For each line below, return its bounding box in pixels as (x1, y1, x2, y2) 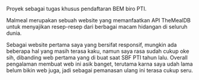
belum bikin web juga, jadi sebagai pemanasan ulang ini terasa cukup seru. (6, 67, 194, 74)
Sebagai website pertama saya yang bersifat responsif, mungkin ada (6, 42, 177, 48)
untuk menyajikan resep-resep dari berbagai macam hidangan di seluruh (6, 23, 188, 30)
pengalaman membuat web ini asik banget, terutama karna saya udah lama (6, 60, 194, 67)
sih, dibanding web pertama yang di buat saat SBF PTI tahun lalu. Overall (6, 54, 188, 61)
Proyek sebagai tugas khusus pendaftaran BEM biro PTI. (6, 5, 147, 12)
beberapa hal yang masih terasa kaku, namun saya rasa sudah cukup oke (6, 48, 189, 55)
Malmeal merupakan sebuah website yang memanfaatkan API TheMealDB (6, 17, 191, 23)
